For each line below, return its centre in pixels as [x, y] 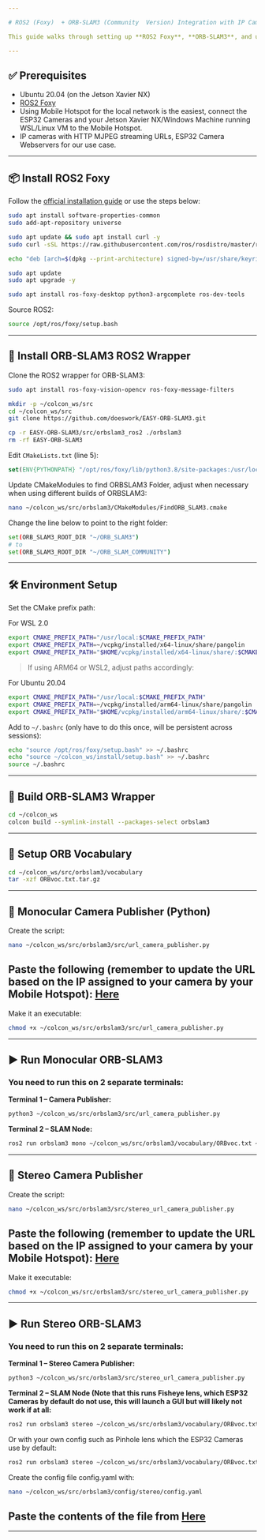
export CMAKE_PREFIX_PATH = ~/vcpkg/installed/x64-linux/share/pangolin [127, 645]
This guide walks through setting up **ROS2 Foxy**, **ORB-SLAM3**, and [130, 36]
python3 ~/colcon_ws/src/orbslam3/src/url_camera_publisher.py [114, 1114]
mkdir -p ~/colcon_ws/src [50, 404]
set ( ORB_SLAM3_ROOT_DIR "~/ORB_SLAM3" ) [74, 537]
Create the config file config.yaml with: [71, 1477]
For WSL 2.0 [28, 623]
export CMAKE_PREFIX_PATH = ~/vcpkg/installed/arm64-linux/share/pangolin [130, 704]
